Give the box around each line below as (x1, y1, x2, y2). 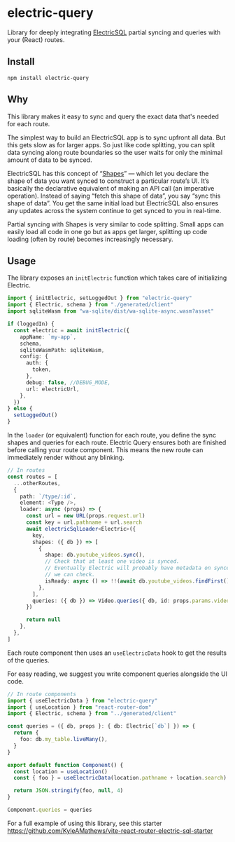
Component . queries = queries (7, 806, 92, 813)
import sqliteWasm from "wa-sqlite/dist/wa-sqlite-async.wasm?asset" (7, 308, 215, 315)
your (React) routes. (7, 35, 65, 43)
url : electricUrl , (25, 386, 80, 393)
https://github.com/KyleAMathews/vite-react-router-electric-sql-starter (7, 826, 213, 835)
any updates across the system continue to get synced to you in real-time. (7, 206, 222, 215)
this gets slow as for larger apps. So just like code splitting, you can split (7, 140, 215, 149)
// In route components (7, 691, 77, 698)
